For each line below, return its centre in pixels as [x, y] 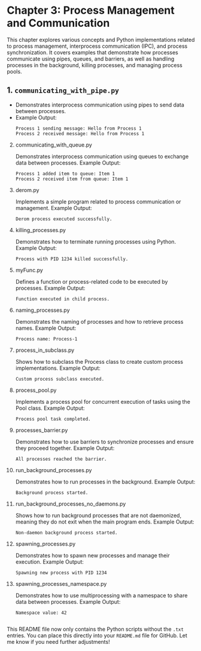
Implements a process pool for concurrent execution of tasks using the [103, 401]
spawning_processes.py [45, 544]
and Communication [58, 23]
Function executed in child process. [63, 299]
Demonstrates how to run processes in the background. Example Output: [105, 482]
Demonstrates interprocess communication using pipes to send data [100, 105]
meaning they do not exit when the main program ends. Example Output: [105, 522]
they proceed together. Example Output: [65, 448]
